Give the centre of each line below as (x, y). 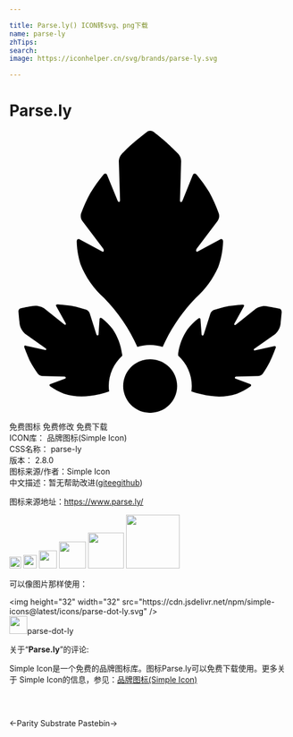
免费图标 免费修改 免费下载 (59, 427)
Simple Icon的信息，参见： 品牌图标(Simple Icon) (109, 680)
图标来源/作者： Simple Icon (60, 472)
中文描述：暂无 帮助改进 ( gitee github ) (76, 483)
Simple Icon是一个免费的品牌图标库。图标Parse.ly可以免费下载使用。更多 (144, 669)
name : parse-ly (38, 34)
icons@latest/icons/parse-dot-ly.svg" (78, 612)
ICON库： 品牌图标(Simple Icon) (68, 438)
